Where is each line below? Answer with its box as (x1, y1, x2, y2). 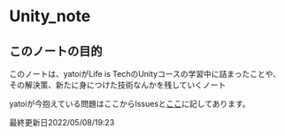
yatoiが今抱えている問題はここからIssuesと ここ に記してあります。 (9, 99, 250, 109)
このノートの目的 (9, 43, 103, 58)
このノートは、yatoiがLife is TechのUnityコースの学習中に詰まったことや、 (9, 69, 281, 79)
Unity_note (9, 6, 91, 26)
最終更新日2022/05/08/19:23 (9, 117, 115, 127)
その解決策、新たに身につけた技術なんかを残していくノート (9, 79, 227, 90)
